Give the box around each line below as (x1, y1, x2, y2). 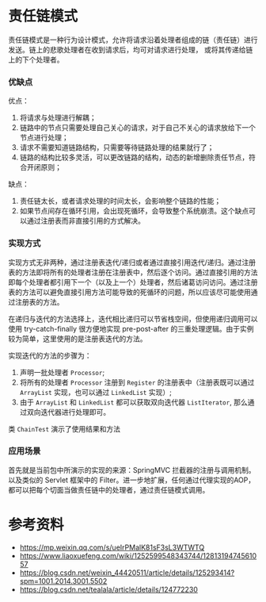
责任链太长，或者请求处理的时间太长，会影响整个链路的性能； (19, 196, 222, 206)
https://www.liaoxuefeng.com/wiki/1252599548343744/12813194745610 (19, 550, 257, 560)
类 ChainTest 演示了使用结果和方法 (8, 424, 121, 433)
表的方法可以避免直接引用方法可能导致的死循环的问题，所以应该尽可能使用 (8, 287, 251, 297)
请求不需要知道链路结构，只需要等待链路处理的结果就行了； (19, 143, 215, 152)
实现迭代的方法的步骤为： (8, 351, 92, 360)
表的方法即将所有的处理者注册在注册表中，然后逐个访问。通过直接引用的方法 (8, 267, 258, 277)
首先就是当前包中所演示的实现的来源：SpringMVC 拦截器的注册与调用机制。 (8, 465, 256, 474)
